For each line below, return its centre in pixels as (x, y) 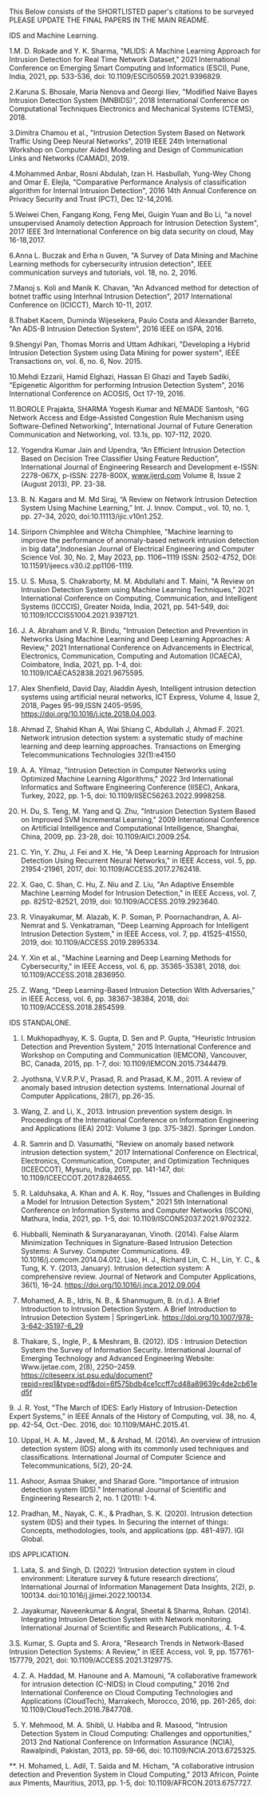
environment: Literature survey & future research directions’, (119, 1578)
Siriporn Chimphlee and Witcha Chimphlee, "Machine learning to (127, 532)
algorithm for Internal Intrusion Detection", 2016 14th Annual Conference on (133, 190)
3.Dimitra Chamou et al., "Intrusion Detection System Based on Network (127, 132)
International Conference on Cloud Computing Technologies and (127, 1692)
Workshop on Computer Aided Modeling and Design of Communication (126, 150)
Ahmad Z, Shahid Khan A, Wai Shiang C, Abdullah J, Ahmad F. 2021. (133, 729)
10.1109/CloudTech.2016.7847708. (77, 1710)
